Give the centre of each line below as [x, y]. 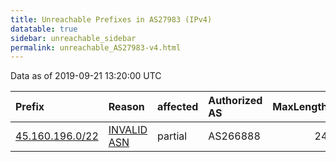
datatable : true [44, 29]
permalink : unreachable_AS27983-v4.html [96, 47]
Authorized [235, 101]
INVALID [128, 130]
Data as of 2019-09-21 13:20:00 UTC [86, 76]
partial [172, 136]
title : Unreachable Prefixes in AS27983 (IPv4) [111, 19]
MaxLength [300, 107]
